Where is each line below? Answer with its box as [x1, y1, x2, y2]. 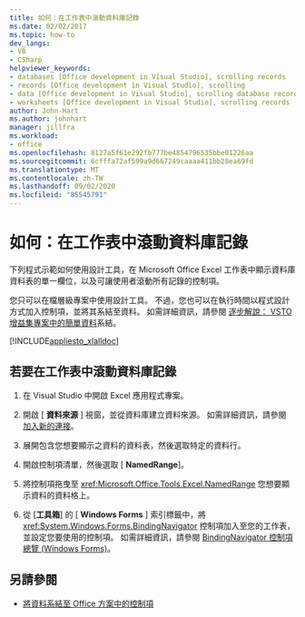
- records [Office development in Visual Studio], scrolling [9, 81, 246, 90]
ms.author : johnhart [9, 114, 88, 123]
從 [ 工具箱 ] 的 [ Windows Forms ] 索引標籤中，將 [22, 509, 206, 520]
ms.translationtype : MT [9, 165, 100, 174]
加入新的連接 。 [22, 420, 79, 431]
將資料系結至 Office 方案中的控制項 [22, 598, 154, 609]
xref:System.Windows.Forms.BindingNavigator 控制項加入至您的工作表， [22, 520, 295, 531]
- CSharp [9, 55, 43, 64]
